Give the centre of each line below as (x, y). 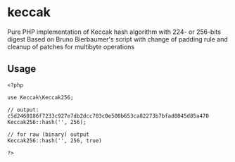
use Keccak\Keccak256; (40, 97)
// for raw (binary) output (49, 135)
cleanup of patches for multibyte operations (71, 46)
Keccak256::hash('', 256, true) (55, 141)
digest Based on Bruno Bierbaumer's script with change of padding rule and (118, 39)
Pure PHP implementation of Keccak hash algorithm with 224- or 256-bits (114, 32)
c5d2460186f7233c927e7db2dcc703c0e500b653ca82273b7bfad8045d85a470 (108, 116)
